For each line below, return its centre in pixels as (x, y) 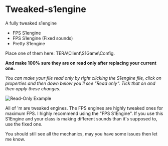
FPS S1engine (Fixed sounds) (43, 38)
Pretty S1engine (29, 43)
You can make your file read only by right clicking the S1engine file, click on (83, 78)
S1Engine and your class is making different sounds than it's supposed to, (81, 118)
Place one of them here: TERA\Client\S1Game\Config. (60, 53)
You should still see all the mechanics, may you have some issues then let (81, 133)
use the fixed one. (24, 124)
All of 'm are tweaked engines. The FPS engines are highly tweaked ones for (84, 108)
